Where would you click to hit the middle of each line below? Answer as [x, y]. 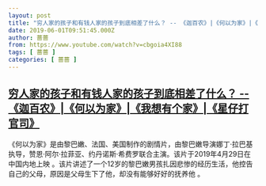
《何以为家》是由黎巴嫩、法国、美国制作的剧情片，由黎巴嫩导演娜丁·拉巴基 [131, 144]
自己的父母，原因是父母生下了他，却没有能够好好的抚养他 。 [106, 173]
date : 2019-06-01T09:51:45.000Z [61, 30]
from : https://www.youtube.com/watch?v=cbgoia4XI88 [95, 45]
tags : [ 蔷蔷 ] [32, 52]
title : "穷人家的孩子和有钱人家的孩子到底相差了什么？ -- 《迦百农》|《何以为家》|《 [133, 23]
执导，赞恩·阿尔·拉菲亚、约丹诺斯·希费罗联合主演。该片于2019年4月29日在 [130, 154]
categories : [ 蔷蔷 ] [43, 60]
